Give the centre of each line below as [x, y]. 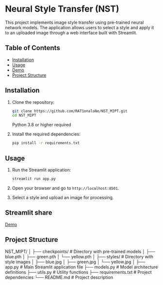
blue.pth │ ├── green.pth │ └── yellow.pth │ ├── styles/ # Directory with [79, 256]
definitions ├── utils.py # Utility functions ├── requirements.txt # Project [78, 272]
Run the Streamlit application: [41, 170]
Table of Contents [33, 48]
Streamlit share [29, 213]
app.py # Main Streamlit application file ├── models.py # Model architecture [81, 267]
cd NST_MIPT [24, 116]
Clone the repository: [33, 102]
